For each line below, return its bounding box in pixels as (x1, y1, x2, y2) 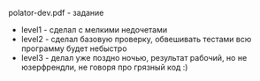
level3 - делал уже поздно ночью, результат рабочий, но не (20, 53, 248, 63)
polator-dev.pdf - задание (8, 8, 104, 18)
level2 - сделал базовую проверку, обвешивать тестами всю (20, 34, 252, 44)
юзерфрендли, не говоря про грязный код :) (20, 62, 188, 72)
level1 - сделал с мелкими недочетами (20, 25, 168, 34)
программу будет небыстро (20, 43, 127, 54)
